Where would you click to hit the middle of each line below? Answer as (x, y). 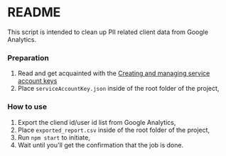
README (34, 12)
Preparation (28, 57)
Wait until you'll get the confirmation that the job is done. (100, 145)
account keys (37, 81)
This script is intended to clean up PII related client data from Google (108, 32)
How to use (27, 107)
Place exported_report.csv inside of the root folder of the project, (114, 130)
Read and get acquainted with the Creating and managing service (114, 73)
